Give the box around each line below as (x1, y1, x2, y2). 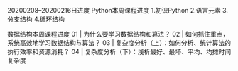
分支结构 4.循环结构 (7, 15, 65, 23)
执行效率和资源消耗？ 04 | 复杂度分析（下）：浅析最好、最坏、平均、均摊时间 (7, 48, 232, 56)
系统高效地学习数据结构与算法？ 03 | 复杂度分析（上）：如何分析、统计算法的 (7, 39, 231, 47)
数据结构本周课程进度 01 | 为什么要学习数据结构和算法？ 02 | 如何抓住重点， (7, 30, 229, 38)
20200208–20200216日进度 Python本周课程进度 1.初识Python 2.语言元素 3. (7, 6, 229, 14)
